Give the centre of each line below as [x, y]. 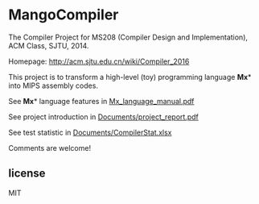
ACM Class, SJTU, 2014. [49, 45]
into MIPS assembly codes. [53, 85]
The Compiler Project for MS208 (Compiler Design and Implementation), [128, 37]
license [27, 174]
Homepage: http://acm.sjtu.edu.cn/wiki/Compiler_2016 [99, 61]
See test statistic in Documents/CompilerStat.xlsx [90, 132]
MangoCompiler [64, 15]
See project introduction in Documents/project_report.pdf [103, 117]
